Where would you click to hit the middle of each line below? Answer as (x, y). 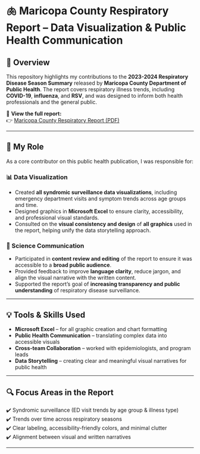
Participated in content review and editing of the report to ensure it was (103, 259)
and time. (26, 205)
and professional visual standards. (57, 218)
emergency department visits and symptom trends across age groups (100, 199)
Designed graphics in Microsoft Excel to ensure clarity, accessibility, (99, 211)
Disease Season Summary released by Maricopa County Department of (96, 83)
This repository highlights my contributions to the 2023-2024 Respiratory (97, 77)
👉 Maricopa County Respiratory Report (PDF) (63, 120)
